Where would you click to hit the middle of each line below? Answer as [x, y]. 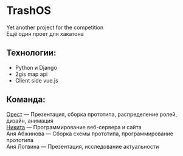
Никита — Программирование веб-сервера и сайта [74, 127]
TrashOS [29, 11]
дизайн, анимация [30, 120]
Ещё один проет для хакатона [45, 33]
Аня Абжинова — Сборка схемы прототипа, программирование [90, 134]
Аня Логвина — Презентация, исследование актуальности [83, 146]
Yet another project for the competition [55, 27]
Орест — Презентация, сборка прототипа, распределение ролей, [92, 114]
